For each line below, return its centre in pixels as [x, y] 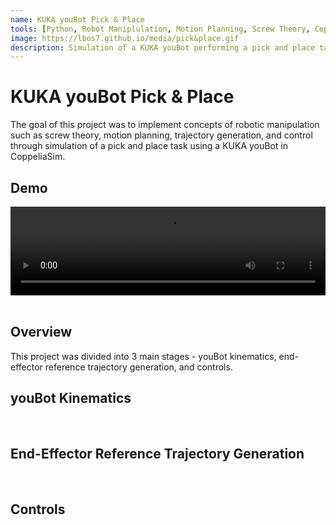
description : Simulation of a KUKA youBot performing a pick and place [162, 47]
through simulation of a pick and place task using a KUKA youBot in [149, 146]
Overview [41, 332]
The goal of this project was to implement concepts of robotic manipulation [165, 125]
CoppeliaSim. [38, 157]
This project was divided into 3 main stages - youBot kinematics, [143, 356]
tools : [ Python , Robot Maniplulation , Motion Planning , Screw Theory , [160, 29]
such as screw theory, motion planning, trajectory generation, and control [161, 135]
